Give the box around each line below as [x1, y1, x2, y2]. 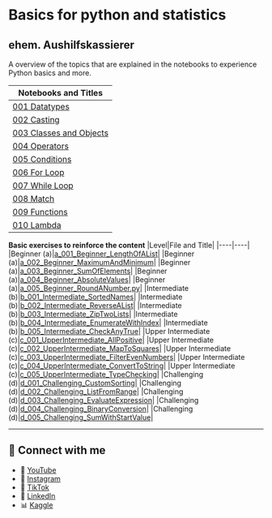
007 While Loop [12, 180, 74, 191]
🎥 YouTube [19, 464, 57, 475]
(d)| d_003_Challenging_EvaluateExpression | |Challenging [8, 396, 199, 405]
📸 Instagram [19, 473, 61, 483]
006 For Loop [12, 167, 65, 178]
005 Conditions [12, 154, 72, 165]
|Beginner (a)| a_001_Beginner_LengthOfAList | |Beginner [8, 249, 195, 259]
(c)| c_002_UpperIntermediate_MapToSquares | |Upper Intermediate [8, 344, 232, 353]
